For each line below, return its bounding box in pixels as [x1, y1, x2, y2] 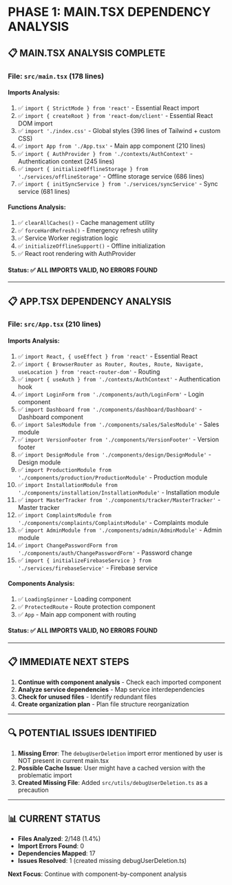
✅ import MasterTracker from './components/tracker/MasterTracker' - [17, 495, 221, 504]
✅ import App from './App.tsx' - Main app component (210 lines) [17, 141, 206, 150]
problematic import [17, 770, 72, 779]
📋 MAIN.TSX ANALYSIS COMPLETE [8, 47, 166, 59]
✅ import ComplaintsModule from [17, 510, 112, 519]
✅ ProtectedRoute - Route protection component [17, 602, 156, 610]
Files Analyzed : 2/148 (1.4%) [17, 835, 101, 843]
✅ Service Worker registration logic [17, 234, 118, 242]
